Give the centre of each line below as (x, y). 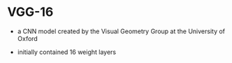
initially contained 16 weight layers (67, 52)
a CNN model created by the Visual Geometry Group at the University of (121, 31)
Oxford (28, 38)
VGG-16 (30, 12)
